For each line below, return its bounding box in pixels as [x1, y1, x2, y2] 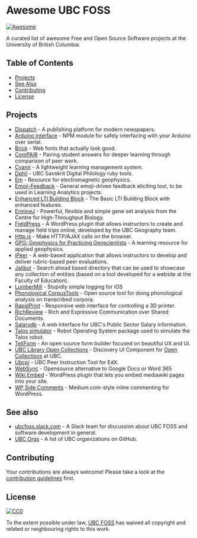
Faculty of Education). [14, 277, 69, 284]
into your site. [14, 377, 49, 385]
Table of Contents [6, 58, 74, 68]
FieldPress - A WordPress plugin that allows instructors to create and [14, 220, 183, 227]
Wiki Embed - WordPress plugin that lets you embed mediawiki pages [14, 371, 185, 378]
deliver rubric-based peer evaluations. [14, 258, 108, 265]
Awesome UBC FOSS [6, 4, 111, 17]
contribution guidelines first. [6, 475, 75, 482]
